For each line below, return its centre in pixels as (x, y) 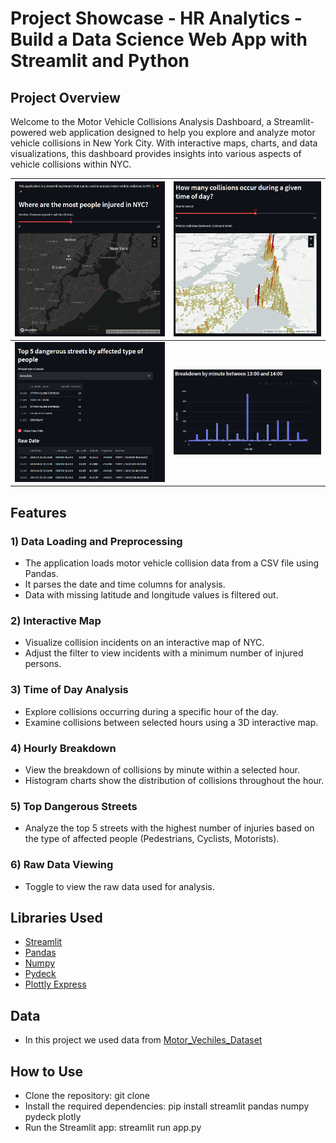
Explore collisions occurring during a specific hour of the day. (151, 711)
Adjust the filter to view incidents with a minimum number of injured (164, 653)
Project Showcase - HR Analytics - (156, 18)
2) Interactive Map (56, 621)
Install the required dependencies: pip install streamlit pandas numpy (167, 1106)
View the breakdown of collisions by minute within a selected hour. (162, 770)
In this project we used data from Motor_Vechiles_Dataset (143, 1040)
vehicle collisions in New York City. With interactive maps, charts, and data (164, 143)
